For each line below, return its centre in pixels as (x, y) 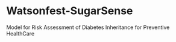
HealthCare (20, 33)
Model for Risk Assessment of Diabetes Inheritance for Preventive (88, 27)
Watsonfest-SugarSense (70, 11)
